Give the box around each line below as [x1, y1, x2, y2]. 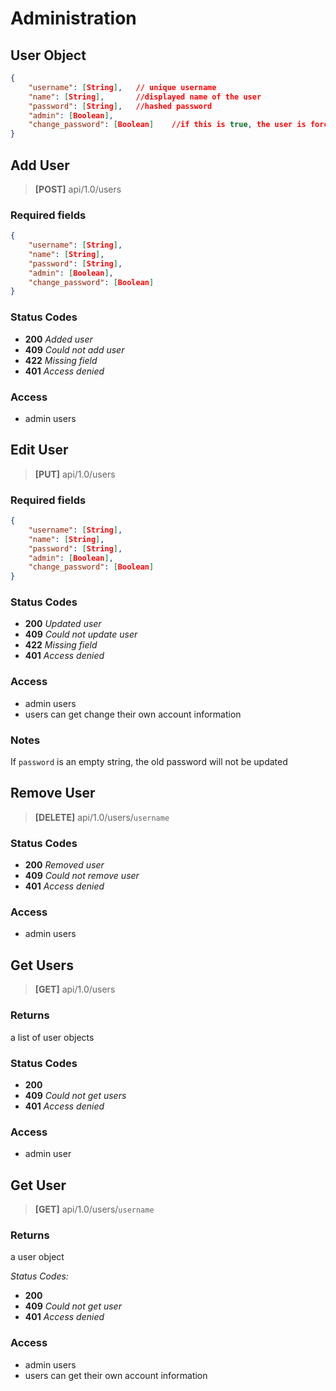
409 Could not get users [24, 1089, 127, 1101]
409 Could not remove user [24, 870, 140, 882]
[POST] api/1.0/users [34, 183, 122, 195]
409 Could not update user [24, 628, 138, 641]
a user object [10, 1251, 65, 1263]
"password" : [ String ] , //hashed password [28, 101, 213, 111]
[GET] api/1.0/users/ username [34, 1203, 155, 1215]
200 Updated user [24, 618, 102, 630]
